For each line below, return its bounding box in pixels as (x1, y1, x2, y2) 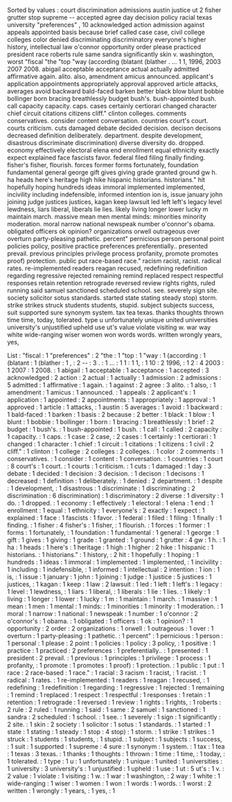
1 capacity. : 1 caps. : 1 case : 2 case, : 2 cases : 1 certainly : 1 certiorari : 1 (7, 433, 216, 440)
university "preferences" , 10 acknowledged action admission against (7, 21, 205, 28)
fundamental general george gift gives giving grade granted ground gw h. (7, 168, 217, 176)
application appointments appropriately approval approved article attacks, (7, 80, 218, 87)
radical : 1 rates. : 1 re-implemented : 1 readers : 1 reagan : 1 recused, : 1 (7, 676, 210, 684)
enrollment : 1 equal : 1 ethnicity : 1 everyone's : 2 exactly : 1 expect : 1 (7, 506, 206, 515)
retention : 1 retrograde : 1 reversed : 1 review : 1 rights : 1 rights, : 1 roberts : (7, 698, 222, 706)
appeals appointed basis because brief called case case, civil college (7, 28, 206, 36)
